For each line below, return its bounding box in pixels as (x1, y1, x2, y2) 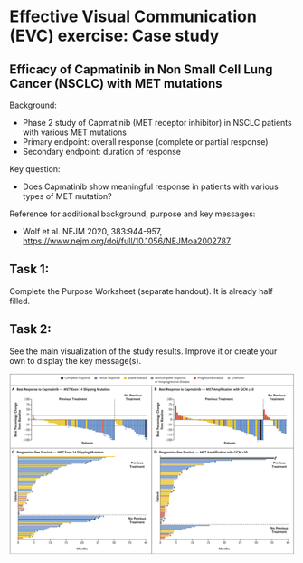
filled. (9, 295, 31, 306)
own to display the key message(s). (9, 355, 142, 366)
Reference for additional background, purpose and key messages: (9, 208, 256, 219)
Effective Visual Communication (9, 6, 258, 27)
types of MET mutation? (22, 191, 112, 201)
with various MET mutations (22, 127, 128, 138)
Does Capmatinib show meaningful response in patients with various (22, 181, 279, 192)
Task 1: (9, 262, 50, 277)
